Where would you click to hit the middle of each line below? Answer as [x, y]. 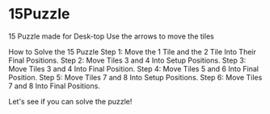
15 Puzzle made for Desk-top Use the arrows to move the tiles [111, 36]
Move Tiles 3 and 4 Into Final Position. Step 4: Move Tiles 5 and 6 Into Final [133, 68]
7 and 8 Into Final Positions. [55, 86]
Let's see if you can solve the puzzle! [70, 101]
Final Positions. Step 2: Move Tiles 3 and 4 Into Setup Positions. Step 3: [127, 60]
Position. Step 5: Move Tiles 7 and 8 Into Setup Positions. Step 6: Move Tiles [135, 77]
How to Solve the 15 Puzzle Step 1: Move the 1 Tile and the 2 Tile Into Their [132, 51]
